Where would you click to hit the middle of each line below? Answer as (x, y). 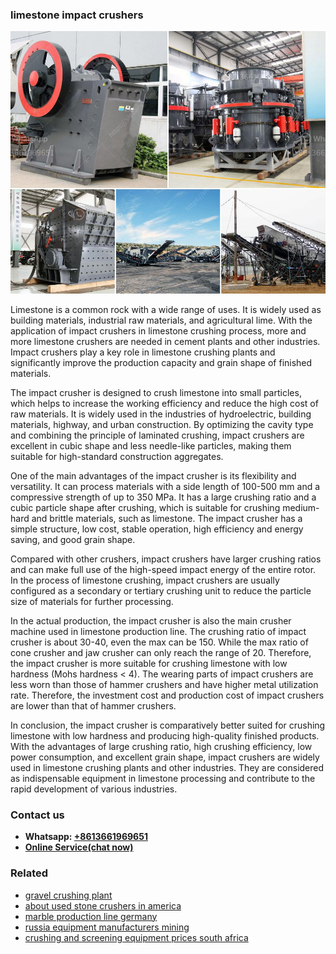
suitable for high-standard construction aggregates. (117, 456)
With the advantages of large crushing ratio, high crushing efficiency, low (161, 746)
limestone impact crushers (77, 15)
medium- (301, 507)
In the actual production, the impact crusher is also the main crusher (151, 620)
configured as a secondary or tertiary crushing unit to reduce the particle (161, 590)
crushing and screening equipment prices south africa (136, 937)
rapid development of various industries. (94, 789)
